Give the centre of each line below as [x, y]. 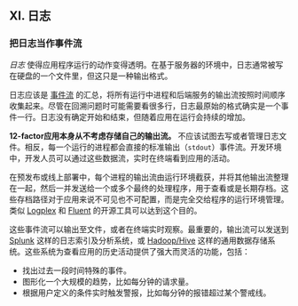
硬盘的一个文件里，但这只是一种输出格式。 [94, 76]
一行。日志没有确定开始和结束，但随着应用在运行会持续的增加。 [133, 117]
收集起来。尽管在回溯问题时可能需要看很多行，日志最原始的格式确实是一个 [145, 106]
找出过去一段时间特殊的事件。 [76, 270]
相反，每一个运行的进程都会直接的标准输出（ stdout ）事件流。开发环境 [153, 147]
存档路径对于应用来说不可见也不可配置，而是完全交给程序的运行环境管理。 [153, 199]
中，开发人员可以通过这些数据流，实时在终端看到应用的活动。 [122, 157]
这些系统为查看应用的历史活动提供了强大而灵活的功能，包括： [137, 251]
